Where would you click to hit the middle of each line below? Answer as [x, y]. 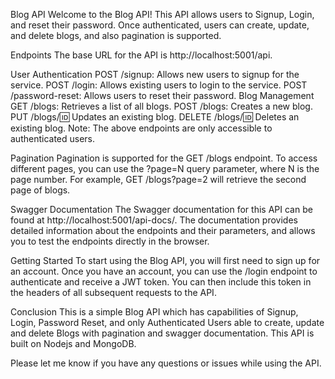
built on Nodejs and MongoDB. [73, 343]
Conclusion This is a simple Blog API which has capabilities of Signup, [154, 312]
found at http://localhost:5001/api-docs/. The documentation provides [154, 220]
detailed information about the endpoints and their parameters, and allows [163, 230]
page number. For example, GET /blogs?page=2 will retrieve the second [158, 179]
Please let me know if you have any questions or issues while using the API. [166, 363]
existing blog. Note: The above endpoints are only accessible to [141, 128]
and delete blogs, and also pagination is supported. [116, 35]
